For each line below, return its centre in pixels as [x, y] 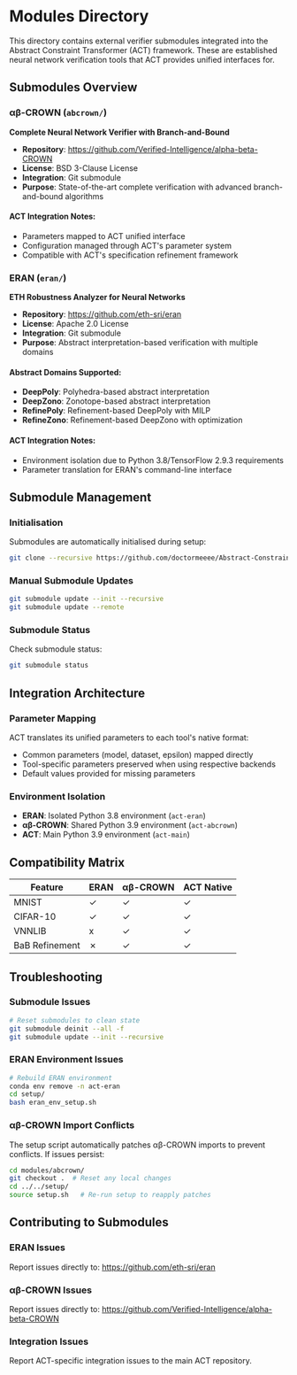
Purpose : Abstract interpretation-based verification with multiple [140, 343]
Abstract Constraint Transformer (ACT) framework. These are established [143, 50]
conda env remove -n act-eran [65, 1086]
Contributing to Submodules [89, 1222]
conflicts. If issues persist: [57, 1154]
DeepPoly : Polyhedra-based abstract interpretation [115, 392]
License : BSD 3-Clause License [80, 168]
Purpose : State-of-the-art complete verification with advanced [137, 187]
